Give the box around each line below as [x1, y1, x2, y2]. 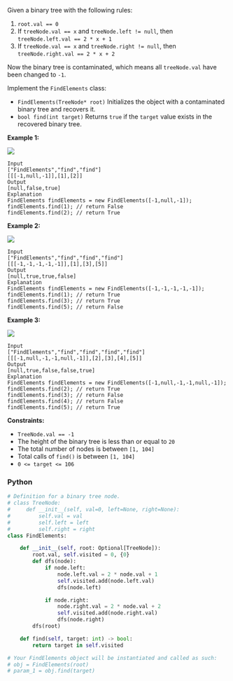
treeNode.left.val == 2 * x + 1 [17, 36, 112, 43]
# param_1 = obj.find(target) [7, 668, 96, 675]
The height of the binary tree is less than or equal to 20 [17, 438, 175, 445]
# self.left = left [7, 519, 90, 526]
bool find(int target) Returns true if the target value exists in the [17, 112, 213, 121]
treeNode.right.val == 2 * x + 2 [17, 50, 115, 58]
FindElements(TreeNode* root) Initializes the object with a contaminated [17, 97, 225, 106]
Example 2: [7, 222, 41, 230]
